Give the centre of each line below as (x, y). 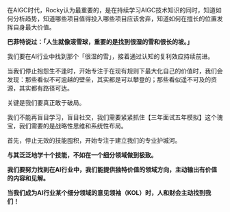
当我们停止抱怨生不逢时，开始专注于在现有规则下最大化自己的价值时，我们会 (115, 71)
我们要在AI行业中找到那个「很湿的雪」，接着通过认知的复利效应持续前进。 (111, 56)
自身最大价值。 (34, 27)
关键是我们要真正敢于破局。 (46, 103)
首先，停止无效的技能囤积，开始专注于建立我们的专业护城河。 (94, 140)
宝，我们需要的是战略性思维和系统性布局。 (67, 126)
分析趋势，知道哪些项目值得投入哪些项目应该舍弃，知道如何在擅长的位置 (115, 19)
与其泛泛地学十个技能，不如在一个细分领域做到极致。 (82, 155)
